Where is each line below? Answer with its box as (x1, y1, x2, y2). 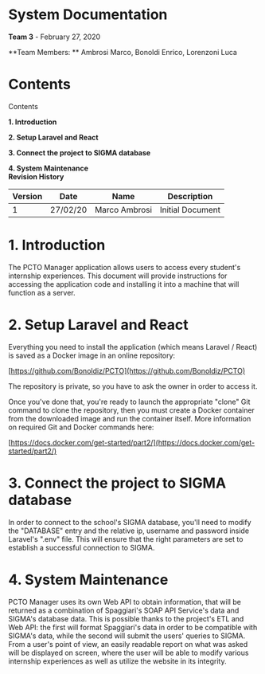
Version (12, 190, 43, 202)
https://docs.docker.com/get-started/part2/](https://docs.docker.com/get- (10, 437, 255, 447)
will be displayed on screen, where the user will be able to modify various (8, 648, 249, 657)
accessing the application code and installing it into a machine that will (8, 279, 240, 288)
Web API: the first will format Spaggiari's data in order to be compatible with (8, 622, 258, 632)
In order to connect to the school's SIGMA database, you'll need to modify (8, 517, 252, 527)
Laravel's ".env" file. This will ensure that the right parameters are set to (8, 534, 244, 543)
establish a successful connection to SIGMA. (8, 543, 155, 552)
